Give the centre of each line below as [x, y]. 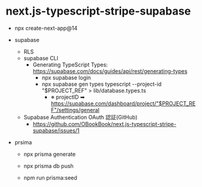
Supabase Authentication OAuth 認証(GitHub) [81, 117]
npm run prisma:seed [50, 177]
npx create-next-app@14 [46, 28]
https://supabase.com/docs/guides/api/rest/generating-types [110, 71]
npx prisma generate [50, 154]
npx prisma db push [49, 166]
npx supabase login [66, 77]
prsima [23, 142]
